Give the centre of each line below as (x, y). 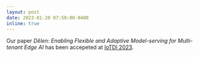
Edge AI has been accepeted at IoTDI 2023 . (79, 47)
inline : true (23, 23)
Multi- (185, 41)
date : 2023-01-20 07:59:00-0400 (47, 18)
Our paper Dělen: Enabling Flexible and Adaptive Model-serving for (91, 41)
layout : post (23, 12)
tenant (15, 47)
